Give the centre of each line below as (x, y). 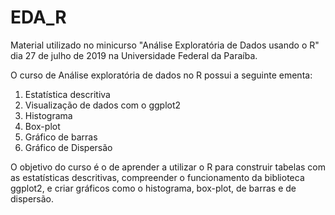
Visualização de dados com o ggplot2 (103, 105)
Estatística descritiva (67, 94)
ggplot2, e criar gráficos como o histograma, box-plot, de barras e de (153, 188)
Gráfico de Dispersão (68, 147)
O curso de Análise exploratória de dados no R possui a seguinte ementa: (161, 75)
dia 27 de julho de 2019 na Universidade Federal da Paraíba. (134, 55)
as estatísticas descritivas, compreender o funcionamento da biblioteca (157, 177)
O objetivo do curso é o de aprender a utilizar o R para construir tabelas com (168, 167)
